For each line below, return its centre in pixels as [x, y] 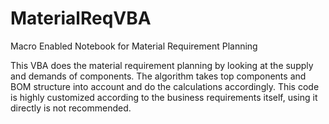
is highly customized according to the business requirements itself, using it [164, 97]
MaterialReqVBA [81, 18]
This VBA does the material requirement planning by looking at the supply [162, 65]
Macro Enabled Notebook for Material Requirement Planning [134, 46]
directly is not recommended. [71, 108]
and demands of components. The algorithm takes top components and [158, 76]
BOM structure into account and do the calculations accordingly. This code [165, 86]
